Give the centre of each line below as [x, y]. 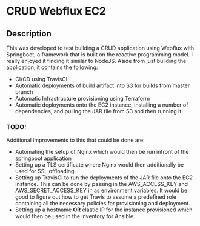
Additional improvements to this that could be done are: [75, 140]
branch [24, 92]
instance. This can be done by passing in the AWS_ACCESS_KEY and [102, 184]
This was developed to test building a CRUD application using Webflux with [100, 48]
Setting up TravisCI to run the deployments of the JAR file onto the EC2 [104, 178]
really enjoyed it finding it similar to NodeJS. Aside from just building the [96, 61]
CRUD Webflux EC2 [56, 11]
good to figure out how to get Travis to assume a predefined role [96, 197]
